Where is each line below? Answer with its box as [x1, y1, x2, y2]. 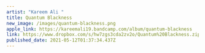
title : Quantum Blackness [6, 15, 72, 21]
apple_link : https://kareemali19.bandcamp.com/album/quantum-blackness [6, 26, 192, 32]
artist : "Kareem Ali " [6, 9, 64, 15]
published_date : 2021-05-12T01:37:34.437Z [6, 37, 116, 43]
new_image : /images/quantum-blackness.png [6, 20, 116, 26]
